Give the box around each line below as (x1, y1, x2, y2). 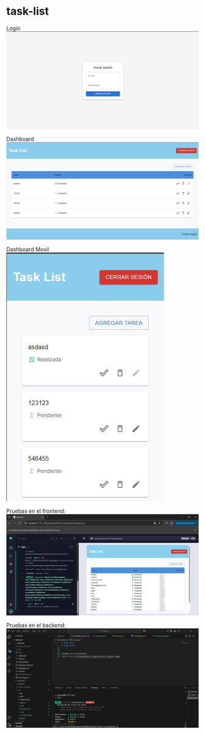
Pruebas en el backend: (6, 622, 66, 629)
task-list (6, 4, 49, 18)
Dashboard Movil (6, 246, 49, 253)
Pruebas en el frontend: (6, 507, 66, 515)
